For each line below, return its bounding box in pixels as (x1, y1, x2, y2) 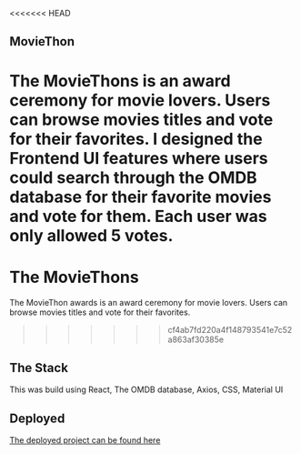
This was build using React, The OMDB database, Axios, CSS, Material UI (9, 384, 284, 395)
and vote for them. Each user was (9, 206, 267, 227)
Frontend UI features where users (9, 147, 268, 168)
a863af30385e (167, 334, 225, 345)
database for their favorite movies (9, 187, 272, 207)
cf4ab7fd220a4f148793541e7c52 (167, 324, 293, 335)
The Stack (9, 359, 68, 376)
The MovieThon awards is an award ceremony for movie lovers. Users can (9, 297, 288, 308)
